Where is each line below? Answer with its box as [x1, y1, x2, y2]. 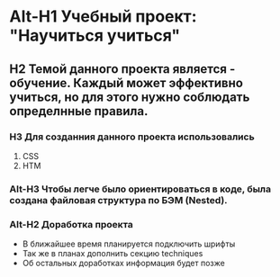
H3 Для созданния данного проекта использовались [9, 130, 255, 143]
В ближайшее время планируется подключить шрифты [22, 238, 236, 249]
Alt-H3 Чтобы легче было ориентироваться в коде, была [9, 183, 272, 195]
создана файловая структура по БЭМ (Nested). [9, 193, 228, 206]
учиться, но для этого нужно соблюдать [9, 89, 250, 104]
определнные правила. [9, 103, 149, 119]
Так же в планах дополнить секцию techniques [22, 248, 203, 259]
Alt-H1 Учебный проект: [9, 6, 197, 27]
